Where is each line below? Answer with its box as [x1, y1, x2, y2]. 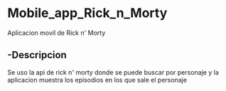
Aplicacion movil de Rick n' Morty [7, 28, 106, 37]
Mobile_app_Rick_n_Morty [7, 5, 168, 21]
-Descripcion [7, 49, 68, 61]
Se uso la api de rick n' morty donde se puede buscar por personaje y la [7, 68, 219, 76]
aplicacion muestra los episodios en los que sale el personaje [7, 75, 187, 84]
